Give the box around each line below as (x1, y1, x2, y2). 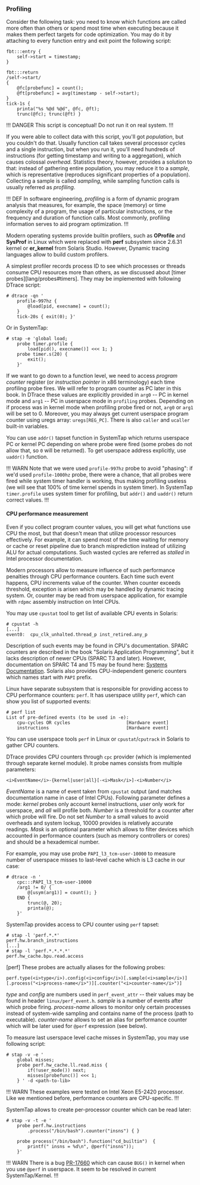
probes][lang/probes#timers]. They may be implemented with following (6, 275, 182, 283)
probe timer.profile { (17, 341, 73, 347)
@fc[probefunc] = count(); (17, 85, 84, 91)
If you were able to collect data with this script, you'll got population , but (6, 133, 184, 140)
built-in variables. (6, 423, 49, 430)
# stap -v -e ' (6, 1052, 44, 1058)
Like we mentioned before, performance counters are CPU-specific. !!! (6, 1094, 179, 1102)
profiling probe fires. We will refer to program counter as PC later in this (6, 385, 182, 392)
